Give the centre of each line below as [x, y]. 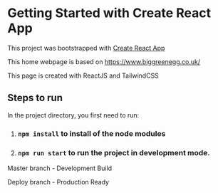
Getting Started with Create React [109, 13]
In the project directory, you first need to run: [73, 115]
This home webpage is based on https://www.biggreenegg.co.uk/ [104, 61]
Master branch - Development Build [60, 168]
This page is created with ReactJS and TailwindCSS [83, 75]
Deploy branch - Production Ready [58, 182]
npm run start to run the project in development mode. [114, 152]
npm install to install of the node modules [92, 133]
